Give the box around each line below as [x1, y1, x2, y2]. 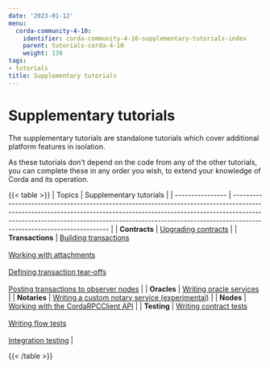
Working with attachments [8, 250, 96, 259]
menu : [8, 19, 27, 27]
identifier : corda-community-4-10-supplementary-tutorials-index [23, 34, 247, 43]
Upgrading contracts [160, 224, 229, 234]
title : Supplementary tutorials [8, 72, 117, 80]
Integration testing [8, 335, 69, 345]
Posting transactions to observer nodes [8, 283, 139, 294]
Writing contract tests [176, 301, 248, 311]
